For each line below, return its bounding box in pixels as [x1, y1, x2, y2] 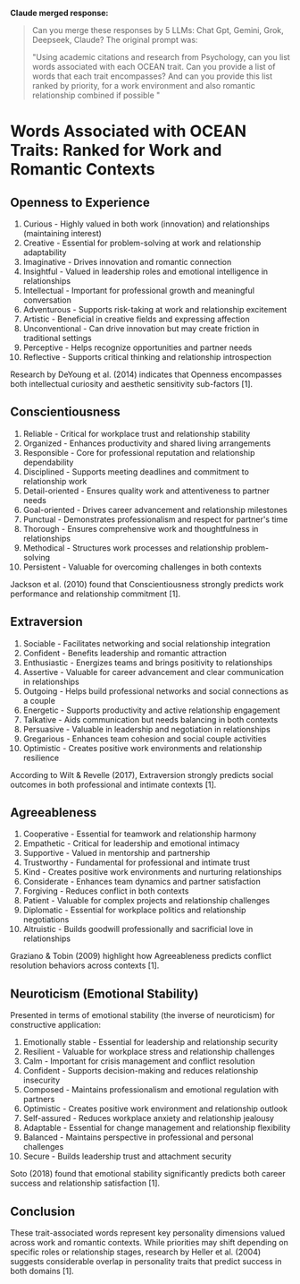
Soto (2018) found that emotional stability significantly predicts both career [10, 1168, 287, 1179]
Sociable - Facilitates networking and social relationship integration [22, 638, 271, 648]
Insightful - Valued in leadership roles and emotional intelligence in [22, 266, 269, 277]
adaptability [22, 247, 67, 258]
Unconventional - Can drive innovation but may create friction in [22, 323, 260, 334]
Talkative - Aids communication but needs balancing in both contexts [22, 714, 279, 724]
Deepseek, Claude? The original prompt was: [31, 35, 198, 45]
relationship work [22, 475, 87, 486]
